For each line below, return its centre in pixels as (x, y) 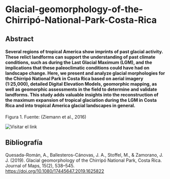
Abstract (20, 39)
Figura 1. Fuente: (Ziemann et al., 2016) (46, 117)
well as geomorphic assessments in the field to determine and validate (81, 89)
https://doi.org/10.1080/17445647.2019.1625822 (55, 171)
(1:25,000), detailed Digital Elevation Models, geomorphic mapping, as (81, 84)
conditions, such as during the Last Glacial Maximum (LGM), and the (79, 62)
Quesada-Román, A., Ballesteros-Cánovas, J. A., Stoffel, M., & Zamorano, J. (84, 155)
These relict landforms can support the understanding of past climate (80, 57)
